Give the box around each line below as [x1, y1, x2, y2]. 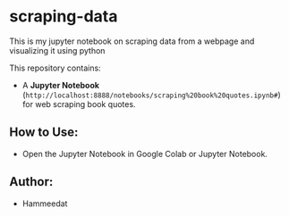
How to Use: [9, 125, 79, 140]
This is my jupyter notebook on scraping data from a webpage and [9, 36, 255, 46]
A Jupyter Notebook [21, 79, 100, 90]
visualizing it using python [9, 45, 106, 55]
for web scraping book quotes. [21, 98, 136, 109]
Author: [9, 174, 54, 189]
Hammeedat [21, 198, 68, 209]
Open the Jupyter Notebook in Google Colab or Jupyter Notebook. [21, 148, 268, 159]
